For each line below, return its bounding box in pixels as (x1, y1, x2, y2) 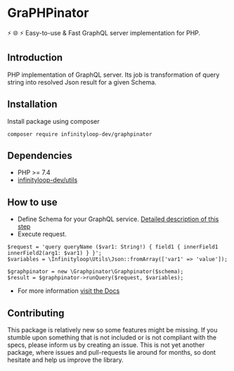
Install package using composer (7, 117, 100, 125)
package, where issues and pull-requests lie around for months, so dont (7, 348, 216, 356)
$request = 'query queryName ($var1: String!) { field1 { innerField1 (7, 244, 219, 251)
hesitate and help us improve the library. (7, 356, 124, 364)
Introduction (7, 51, 63, 64)
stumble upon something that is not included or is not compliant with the (7, 333, 216, 341)
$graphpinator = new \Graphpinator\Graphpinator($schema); (7, 268, 184, 275)
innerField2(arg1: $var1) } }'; (7, 250, 102, 257)
